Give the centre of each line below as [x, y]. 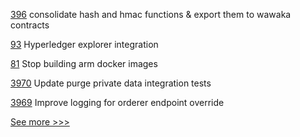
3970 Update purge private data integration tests [111, 83]
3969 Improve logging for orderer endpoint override [117, 102]
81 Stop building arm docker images [84, 63]
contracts [30, 25]
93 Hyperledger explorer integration [84, 44]
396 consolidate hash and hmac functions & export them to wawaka [151, 14]
